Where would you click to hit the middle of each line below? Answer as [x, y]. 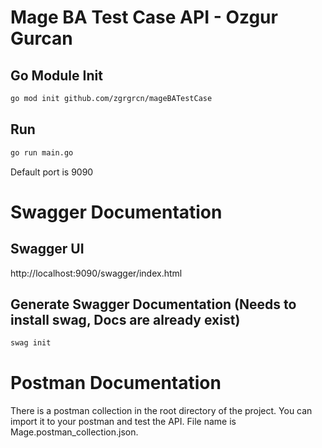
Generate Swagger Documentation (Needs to [153, 304]
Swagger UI [47, 249]
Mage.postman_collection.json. [74, 432]
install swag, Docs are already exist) [125, 319]
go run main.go [42, 152]
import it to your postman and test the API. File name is [123, 422]
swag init [31, 343]
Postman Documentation [116, 383]
